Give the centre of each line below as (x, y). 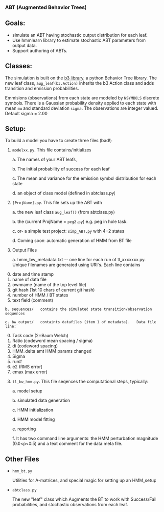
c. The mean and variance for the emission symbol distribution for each (84, 178)
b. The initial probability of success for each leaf (61, 169)
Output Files (24, 250)
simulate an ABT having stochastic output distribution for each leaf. (80, 35)
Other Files (22, 459)
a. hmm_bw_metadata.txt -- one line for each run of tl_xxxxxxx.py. (79, 260)
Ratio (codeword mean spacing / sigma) (52, 341)
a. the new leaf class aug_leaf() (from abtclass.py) (63, 212)
